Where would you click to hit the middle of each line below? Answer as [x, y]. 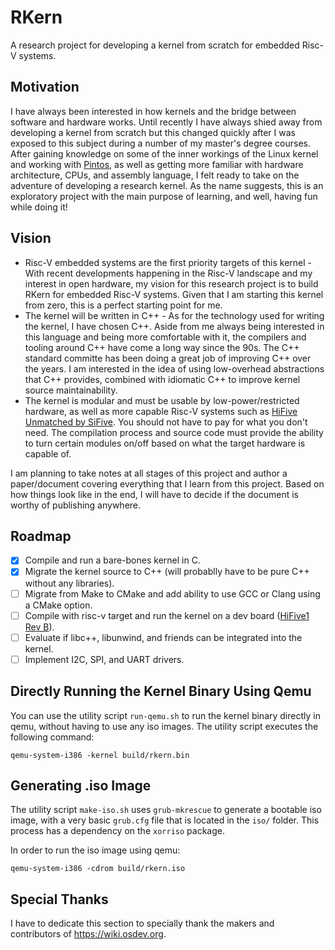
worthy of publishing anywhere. [76, 505]
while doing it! [39, 207]
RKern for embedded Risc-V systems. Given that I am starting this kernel [174, 294]
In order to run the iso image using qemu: [95, 850]
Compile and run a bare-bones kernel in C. [112, 560]
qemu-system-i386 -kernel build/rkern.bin [100, 755]
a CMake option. [58, 605]
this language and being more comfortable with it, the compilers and [165, 337]
